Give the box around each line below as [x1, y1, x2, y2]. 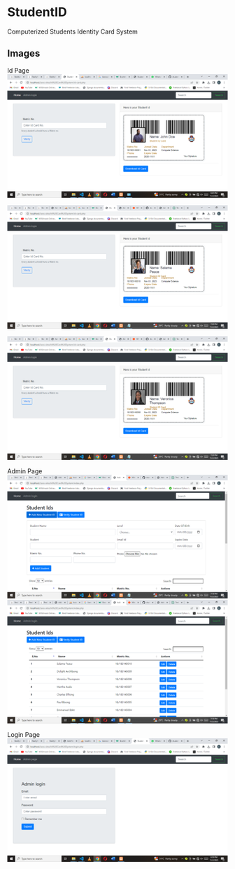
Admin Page [7, 466, 43, 475]
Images [7, 48, 41, 59]
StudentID [7, 4, 68, 20]
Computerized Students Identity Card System [7, 27, 138, 36]
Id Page [7, 66, 29, 74]
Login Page [7, 730, 41, 738]
